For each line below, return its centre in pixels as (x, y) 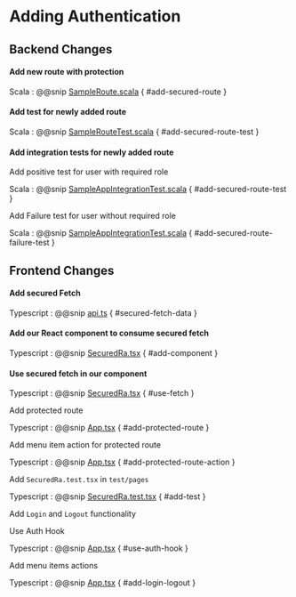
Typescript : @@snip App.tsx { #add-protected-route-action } (122, 462)
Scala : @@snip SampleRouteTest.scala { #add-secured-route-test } (134, 132)
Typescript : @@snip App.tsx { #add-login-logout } (103, 583)
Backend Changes (61, 49)
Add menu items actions (54, 566)
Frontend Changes (62, 270)
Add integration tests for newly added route (92, 152)
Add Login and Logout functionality (72, 514)
